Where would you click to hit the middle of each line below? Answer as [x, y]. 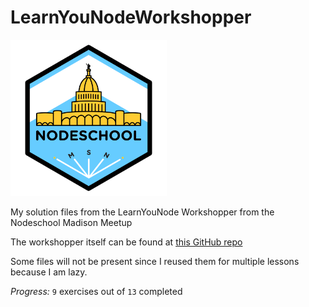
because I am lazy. [49, 272]
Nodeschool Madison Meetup [71, 222]
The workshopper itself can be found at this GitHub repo [126, 242]
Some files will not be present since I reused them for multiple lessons [155, 261]
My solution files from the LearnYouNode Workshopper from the [142, 212]
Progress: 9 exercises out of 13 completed [96, 291]
